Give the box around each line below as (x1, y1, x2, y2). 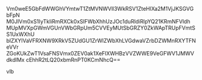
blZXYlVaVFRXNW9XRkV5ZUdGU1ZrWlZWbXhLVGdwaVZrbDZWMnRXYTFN (6, 37, 196, 44)
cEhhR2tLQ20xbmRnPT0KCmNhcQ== (26, 57, 121, 63)
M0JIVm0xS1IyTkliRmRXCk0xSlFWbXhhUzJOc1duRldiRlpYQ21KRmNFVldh (6, 18, 191, 25)
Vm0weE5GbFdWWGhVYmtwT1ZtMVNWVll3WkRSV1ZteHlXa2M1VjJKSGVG (6, 5, 194, 12)
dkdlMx (6, 57, 25, 63)
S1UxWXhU (6, 31, 35, 38)
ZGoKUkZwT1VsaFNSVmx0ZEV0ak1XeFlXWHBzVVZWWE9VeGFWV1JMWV (6, 50, 195, 57)
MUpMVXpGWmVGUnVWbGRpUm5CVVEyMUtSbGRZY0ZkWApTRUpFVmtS (6, 24, 196, 31)
